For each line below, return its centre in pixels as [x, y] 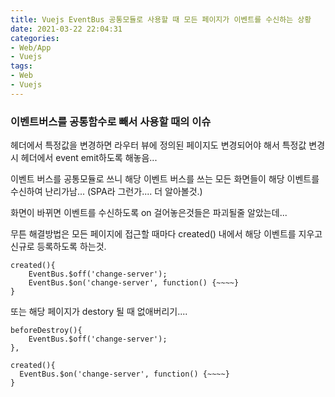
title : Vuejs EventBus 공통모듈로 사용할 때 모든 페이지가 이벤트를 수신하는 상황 [161, 19]
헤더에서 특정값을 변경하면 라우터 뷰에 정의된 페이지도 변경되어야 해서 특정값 [158, 145]
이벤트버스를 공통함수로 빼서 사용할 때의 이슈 [111, 121]
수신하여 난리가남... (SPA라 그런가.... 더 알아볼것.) [106, 192]
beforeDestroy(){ [46, 331]
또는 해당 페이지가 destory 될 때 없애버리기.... [99, 312]
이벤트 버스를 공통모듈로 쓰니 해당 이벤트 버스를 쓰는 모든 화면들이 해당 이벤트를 [165, 179]
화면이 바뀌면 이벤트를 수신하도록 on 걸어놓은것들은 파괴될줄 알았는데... [149, 213]
